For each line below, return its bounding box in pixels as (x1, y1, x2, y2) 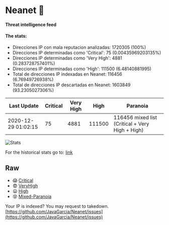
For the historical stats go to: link (5, 149, 73, 155)
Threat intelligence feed (5, 21, 57, 27)
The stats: (5, 33, 27, 39)
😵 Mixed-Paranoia (12, 193, 52, 199)
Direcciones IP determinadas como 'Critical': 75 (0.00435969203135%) (12, 49, 161, 55)
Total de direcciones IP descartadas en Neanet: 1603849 (12, 82, 131, 88)
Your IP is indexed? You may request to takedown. (5, 203, 109, 209)
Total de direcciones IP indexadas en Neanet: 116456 (12, 71, 122, 77)
